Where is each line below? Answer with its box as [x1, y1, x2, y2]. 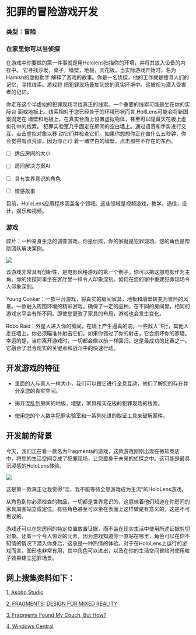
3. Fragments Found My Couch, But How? [6, 612, 107, 619]
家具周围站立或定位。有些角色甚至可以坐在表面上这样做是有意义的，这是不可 [6, 505, 190, 512]
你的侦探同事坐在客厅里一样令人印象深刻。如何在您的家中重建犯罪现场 [16, 276, 185, 283]
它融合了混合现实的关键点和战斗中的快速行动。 [6, 344, 118, 351]
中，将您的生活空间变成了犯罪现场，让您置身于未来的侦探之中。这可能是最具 [6, 455, 190, 462]
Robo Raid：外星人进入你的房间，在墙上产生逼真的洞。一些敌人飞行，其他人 [6, 322, 189, 329]
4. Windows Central [6, 623, 54, 630]
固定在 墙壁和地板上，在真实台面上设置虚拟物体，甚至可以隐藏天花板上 [10, 115, 181, 123]
